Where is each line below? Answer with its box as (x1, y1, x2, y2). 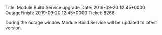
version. (5, 25, 22, 31)
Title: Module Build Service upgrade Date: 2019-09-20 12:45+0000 (5, 5, 145, 10)
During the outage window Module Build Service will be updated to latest (5, 20, 157, 25)
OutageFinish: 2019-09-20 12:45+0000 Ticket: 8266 (5, 10, 115, 16)
